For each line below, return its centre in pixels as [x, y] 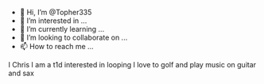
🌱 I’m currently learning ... [62, 29]
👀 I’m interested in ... [53, 21]
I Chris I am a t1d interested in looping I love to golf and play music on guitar [132, 65]
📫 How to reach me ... [56, 46]
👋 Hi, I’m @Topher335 [56, 12]
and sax [21, 73]
